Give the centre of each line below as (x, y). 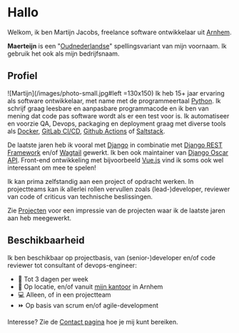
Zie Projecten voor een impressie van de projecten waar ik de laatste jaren (117, 210)
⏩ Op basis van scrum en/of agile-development (88, 305)
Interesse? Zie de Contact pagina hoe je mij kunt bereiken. (93, 322)
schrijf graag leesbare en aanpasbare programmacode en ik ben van (108, 108)
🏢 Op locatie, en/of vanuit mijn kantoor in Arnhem (90, 287)
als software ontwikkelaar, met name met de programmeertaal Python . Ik (114, 101)
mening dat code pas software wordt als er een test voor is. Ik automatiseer (118, 116)
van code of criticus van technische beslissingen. (80, 196)
